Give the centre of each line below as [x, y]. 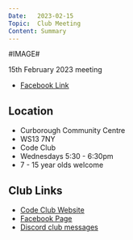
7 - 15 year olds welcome [62, 165]
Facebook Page [46, 219]
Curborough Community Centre [73, 131]
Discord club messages [59, 227]
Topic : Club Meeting [45, 24]
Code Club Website [52, 210]
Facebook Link [44, 85]
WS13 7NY [37, 139]
